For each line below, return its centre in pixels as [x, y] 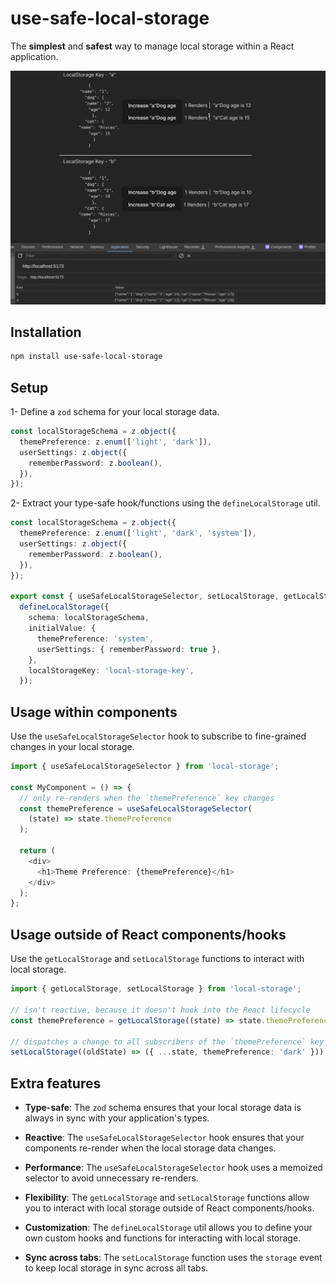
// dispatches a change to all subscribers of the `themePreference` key [167, 1042]
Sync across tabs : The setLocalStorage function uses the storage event [173, 1258]
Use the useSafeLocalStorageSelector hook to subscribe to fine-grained [158, 736]
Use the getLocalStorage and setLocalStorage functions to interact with [157, 959]
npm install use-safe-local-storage [86, 357]
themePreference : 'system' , [95, 638]
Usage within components [94, 712]
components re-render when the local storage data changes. [150, 1148]
